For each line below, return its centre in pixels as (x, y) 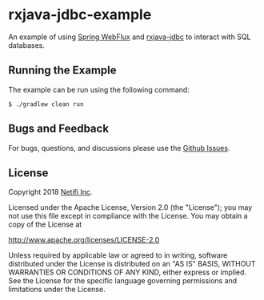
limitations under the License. (57, 290)
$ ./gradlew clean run (46, 104)
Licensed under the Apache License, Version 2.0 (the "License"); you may (130, 207)
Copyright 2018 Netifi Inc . (50, 192)
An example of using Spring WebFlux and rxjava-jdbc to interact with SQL (130, 37)
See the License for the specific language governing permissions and (123, 281)
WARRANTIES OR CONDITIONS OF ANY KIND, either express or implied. (127, 272)
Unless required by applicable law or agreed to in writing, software (118, 255)
